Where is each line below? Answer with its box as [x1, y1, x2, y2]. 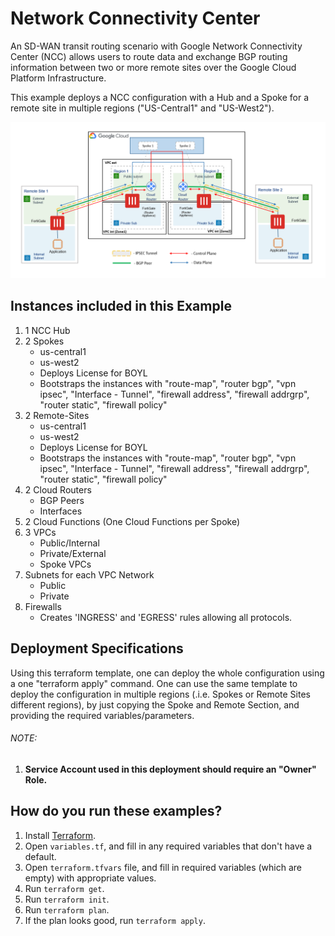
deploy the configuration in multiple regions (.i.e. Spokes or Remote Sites [10, 688, 311, 700]
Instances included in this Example [10, 298, 232, 315]
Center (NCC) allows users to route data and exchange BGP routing [10, 50, 288, 62]
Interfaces [39, 505, 83, 517]
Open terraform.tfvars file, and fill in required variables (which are [24, 861, 302, 873]
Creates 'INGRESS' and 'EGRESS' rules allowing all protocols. [39, 611, 293, 623]
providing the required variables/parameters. [10, 709, 195, 721]
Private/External [39, 547, 107, 559]
